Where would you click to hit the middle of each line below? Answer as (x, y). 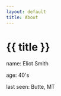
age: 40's (18, 75)
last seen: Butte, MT (30, 87)
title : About (22, 17)
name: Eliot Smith (28, 64)
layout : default (26, 12)
